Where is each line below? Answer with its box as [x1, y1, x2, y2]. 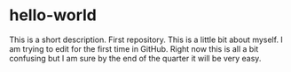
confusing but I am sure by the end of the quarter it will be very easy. [9, 53, 262, 63]
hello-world [9, 5, 98, 25]
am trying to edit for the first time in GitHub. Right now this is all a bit [9, 43, 259, 54]
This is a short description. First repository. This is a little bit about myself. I [9, 34, 284, 45]
